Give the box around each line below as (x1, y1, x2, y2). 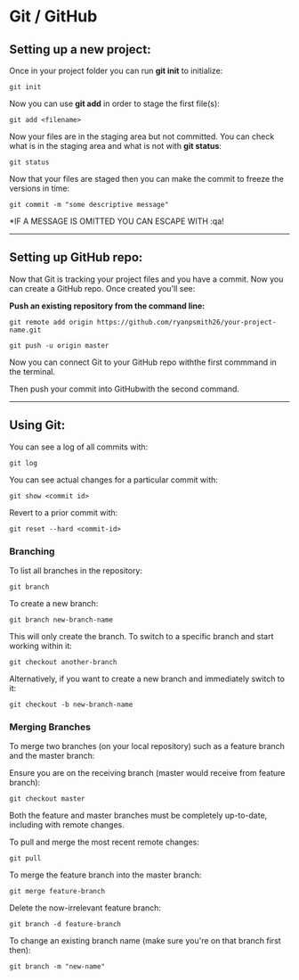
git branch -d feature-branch (9, 920, 122, 929)
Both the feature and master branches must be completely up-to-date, (9, 810, 268, 821)
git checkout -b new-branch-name (9, 700, 133, 709)
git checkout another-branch (9, 657, 117, 666)
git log (9, 458, 38, 467)
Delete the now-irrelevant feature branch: (9, 902, 162, 913)
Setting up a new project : (9, 42, 151, 57)
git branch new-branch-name (9, 615, 114, 624)
